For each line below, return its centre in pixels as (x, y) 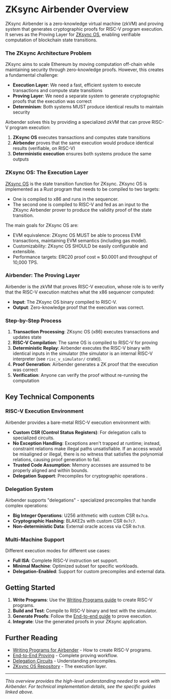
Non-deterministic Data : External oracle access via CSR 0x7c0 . (79, 526)
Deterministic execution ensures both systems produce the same (82, 154)
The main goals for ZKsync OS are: (42, 225)
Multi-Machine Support (35, 539)
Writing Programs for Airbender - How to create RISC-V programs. (82, 650)
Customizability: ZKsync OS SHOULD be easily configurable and (80, 246)
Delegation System (29, 489)
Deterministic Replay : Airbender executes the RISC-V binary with (81, 348)
